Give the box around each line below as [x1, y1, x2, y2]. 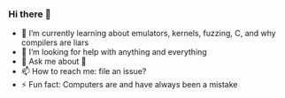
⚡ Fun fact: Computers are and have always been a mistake [20, 79, 238, 90]
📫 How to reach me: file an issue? [20, 66, 147, 77]
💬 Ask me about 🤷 [20, 57, 87, 67]
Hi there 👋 [8, 8, 52, 20]
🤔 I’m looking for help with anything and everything [20, 47, 207, 57]
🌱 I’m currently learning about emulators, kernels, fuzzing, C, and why [20, 28, 276, 39]
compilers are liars [20, 37, 89, 48]
